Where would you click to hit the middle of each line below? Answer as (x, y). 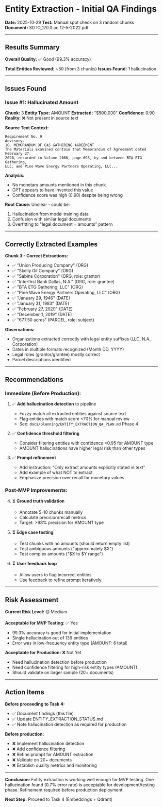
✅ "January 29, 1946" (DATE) (41, 298)
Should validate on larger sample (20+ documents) (63, 672)
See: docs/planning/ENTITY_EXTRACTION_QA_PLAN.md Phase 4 (79, 424)
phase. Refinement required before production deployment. (65, 790)
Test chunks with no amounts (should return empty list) (74, 544)
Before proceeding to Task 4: (35, 704)
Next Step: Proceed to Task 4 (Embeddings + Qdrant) (59, 799)
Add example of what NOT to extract (56, 472)
